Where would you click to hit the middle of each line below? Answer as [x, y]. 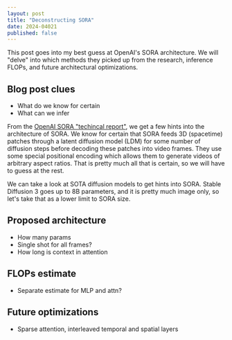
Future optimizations [53, 312]
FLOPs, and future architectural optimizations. [73, 67]
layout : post [26, 14]
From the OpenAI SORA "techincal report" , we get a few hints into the [106, 127]
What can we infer [43, 113]
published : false [32, 33]
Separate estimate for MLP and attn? [70, 290]
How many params [44, 237]
